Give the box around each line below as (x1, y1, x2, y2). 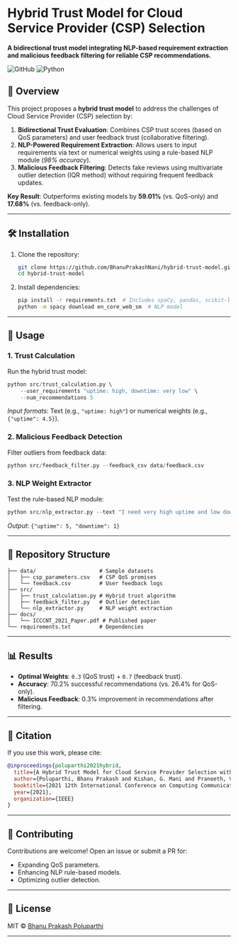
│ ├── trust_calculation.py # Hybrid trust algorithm (7, 592, 176, 599)
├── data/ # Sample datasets (7, 567, 154, 574)
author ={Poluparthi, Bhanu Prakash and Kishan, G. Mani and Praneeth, (13, 775, 227, 782)
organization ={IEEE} (13, 795, 74, 802)
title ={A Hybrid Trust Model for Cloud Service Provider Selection (13, 769, 217, 776)
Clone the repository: (17, 250, 80, 258)
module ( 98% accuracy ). (17, 155, 91, 164)
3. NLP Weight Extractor (7, 479, 92, 489)
